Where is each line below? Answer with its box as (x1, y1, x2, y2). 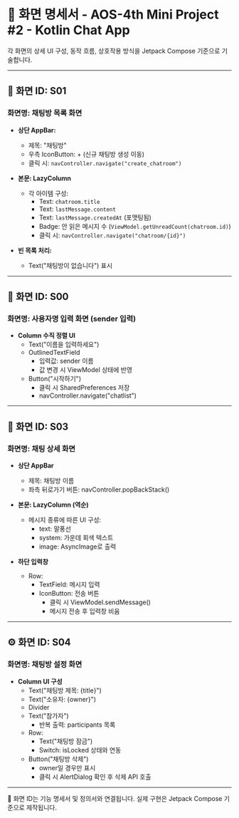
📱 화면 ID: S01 (7, 85, 67, 97)
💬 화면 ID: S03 (7, 420, 69, 433)
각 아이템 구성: (28, 189, 69, 197)
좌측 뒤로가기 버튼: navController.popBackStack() (28, 485, 170, 494)
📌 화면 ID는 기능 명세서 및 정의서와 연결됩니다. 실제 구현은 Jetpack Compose (7, 794, 223, 802)
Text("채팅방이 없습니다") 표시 (28, 261, 112, 269)
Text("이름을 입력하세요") (28, 340, 100, 349)
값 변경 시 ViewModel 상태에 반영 (38, 366, 133, 374)
